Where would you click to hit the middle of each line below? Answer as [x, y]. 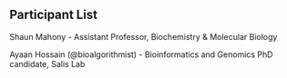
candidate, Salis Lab [47, 63]
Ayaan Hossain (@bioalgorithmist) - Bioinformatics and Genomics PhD [141, 54]
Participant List [54, 15]
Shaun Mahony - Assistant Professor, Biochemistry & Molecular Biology [143, 36]
